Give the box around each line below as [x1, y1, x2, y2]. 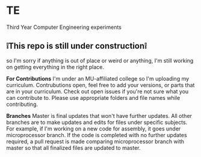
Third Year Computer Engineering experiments [6, 23, 122, 31]
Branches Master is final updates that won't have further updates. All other [6, 112, 193, 119]
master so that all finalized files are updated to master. [6, 144, 141, 151]
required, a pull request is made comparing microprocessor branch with [6, 138, 185, 145]
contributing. [6, 100, 38, 108]
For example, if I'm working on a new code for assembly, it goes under [6, 125, 181, 132]
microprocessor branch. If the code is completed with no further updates [6, 131, 188, 138]
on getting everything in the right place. [6, 63, 104, 70]
